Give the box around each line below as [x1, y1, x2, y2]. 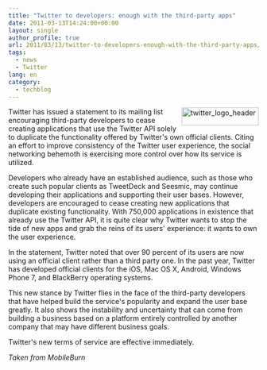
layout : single [8, 26, 59, 34]
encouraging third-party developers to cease [8, 116, 156, 125]
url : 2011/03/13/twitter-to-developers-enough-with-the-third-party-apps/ [8, 41, 261, 49]
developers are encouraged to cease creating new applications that [8, 198, 230, 208]
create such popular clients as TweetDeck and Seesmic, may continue [8, 182, 238, 191]
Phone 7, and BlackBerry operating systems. [8, 273, 153, 283]
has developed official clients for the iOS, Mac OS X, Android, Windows [8, 264, 242, 274]
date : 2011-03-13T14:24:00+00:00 [8, 19, 119, 27]
